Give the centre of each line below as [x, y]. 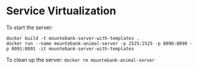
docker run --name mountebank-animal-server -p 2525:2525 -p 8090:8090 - [100, 43]
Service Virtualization [61, 11]
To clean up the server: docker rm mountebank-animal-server [81, 59]
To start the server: [30, 27]
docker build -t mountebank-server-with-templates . [73, 38]
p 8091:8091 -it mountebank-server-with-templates [70, 49]
